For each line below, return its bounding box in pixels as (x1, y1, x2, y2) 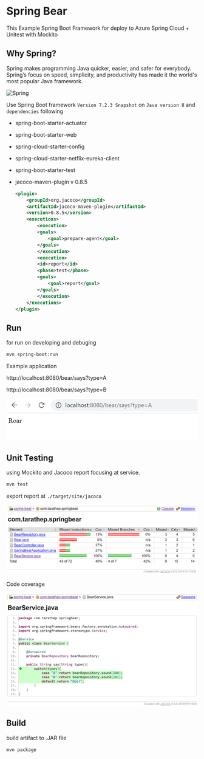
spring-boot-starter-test (15, 166, 76, 174)
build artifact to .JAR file (6, 734, 67, 741)
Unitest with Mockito (6, 30, 58, 38)
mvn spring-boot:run (6, 351, 59, 358)
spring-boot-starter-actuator (15, 119, 87, 126)
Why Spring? (6, 49, 56, 59)
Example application (6, 363, 57, 370)
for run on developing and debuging (6, 339, 97, 346)
